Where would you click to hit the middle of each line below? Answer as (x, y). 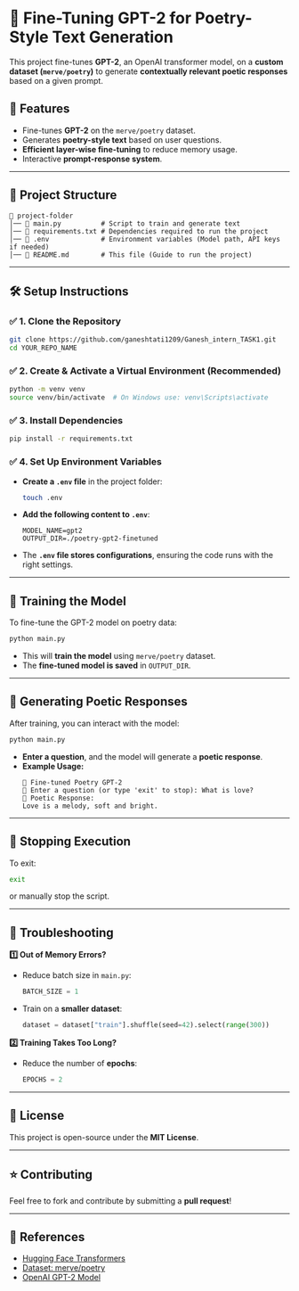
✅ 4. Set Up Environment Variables (85, 462)
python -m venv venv (48, 390)
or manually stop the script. (59, 896)
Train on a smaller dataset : (72, 1009)
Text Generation (113, 37)
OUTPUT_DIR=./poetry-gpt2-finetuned (90, 539)
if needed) (29, 247)
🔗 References (47, 1237)
